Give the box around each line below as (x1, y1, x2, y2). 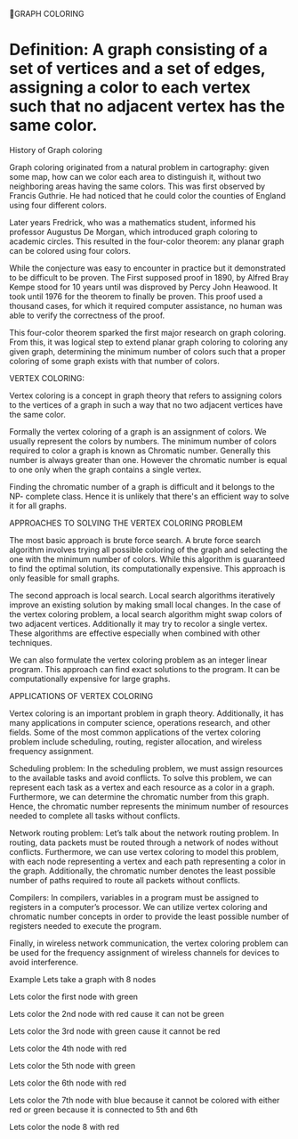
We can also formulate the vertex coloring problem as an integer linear (9, 655, 268, 665)
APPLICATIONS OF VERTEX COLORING (9, 690, 154, 701)
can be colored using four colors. (9, 245, 132, 256)
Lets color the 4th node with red (9, 1043, 127, 1054)
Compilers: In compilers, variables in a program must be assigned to (9, 891, 260, 903)
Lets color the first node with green (9, 991, 139, 1002)
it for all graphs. (9, 500, 67, 511)
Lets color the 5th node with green (9, 1060, 136, 1070)
